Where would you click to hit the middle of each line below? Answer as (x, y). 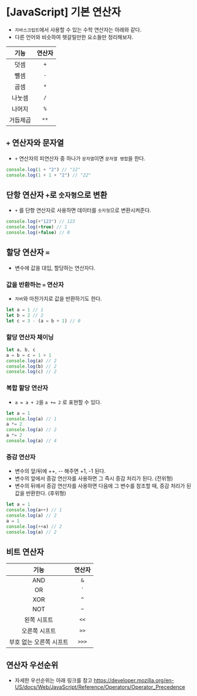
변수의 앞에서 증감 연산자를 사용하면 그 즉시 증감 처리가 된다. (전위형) (94, 478)
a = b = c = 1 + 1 (29, 355)
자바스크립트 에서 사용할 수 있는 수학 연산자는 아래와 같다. (78, 30)
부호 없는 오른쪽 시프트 (39, 642)
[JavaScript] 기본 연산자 (64, 12)
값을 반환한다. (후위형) (40, 493)
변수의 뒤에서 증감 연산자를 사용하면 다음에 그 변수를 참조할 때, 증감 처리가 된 (103, 486)
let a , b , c (21, 350)
